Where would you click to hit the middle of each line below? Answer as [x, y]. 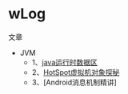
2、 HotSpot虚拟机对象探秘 [76, 72]
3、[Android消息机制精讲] [74, 82]
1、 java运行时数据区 [65, 62]
